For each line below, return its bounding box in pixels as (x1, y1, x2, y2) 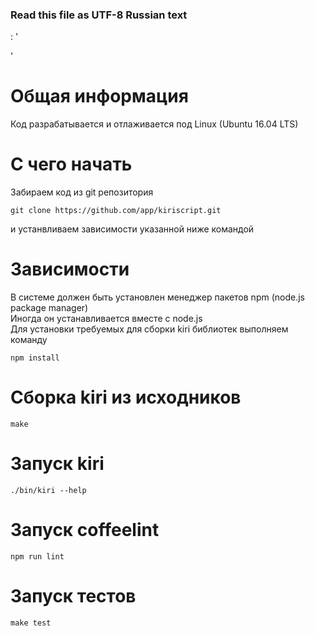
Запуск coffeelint (10, 519, 160, 542)
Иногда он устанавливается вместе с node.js (10, 313, 203, 325)
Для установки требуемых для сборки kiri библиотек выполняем (10, 323, 289, 335)
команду (10, 334, 48, 346)
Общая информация (10, 85, 189, 108)
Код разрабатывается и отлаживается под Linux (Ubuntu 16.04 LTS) (10, 118, 299, 130)
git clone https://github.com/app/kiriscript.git (10, 206, 222, 216)
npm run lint (10, 551, 65, 562)
